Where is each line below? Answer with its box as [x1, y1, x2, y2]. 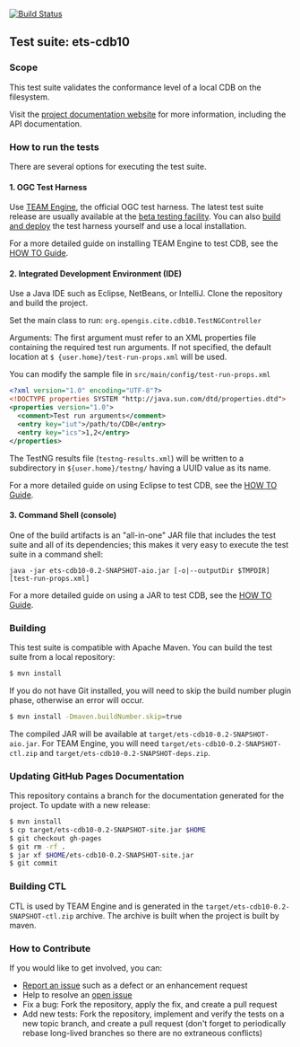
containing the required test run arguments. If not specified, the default [9, 342, 271, 353]
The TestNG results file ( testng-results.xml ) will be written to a [9, 453, 244, 463]
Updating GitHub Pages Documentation [9, 770, 184, 782]
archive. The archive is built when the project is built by [75, 910, 279, 920]
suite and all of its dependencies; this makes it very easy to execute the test [9, 539, 289, 550]
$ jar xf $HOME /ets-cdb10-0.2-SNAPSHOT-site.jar [9, 850, 194, 859]
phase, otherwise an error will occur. [9, 694, 145, 705]
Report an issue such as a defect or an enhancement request [21, 980, 248, 990]
